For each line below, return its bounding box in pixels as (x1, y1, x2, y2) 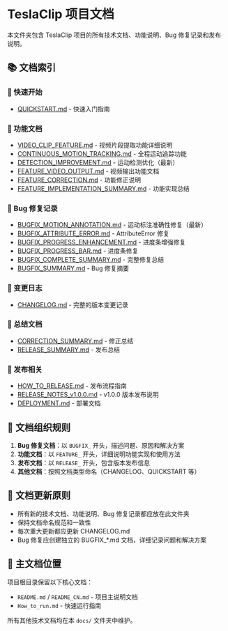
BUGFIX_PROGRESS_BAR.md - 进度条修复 (17, 247, 139, 255)
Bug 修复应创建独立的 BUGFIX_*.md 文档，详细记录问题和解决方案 (17, 536, 207, 544)
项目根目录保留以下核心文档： (7, 577, 93, 586)
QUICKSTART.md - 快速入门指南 (17, 104, 110, 113)
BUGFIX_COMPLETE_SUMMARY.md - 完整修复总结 (17, 256, 165, 264)
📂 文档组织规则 (7, 421, 71, 433)
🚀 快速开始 (7, 88, 43, 98)
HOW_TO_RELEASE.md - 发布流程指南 (17, 382, 127, 390)
